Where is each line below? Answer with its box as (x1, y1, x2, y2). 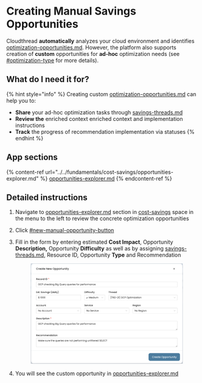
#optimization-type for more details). (6, 57, 99, 64)
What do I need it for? (6, 74, 89, 85)
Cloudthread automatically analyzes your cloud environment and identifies (6, 37, 195, 44)
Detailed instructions (6, 192, 88, 202)
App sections (6, 152, 58, 162)
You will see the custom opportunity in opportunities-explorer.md (15, 370, 179, 378)
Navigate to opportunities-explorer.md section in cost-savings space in (15, 209, 193, 216)
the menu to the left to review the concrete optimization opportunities (15, 215, 190, 223)
